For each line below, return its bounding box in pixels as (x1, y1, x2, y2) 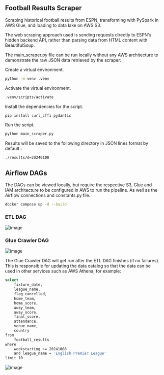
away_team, (14, 305, 36, 310)
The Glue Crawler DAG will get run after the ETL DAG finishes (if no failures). (5, 258, 160, 264)
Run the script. (5, 122, 35, 128)
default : (5, 145, 22, 152)
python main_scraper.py (5, 132, 54, 136)
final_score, (14, 314, 41, 319)
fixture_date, (14, 282, 43, 287)
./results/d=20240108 (5, 155, 50, 160)
